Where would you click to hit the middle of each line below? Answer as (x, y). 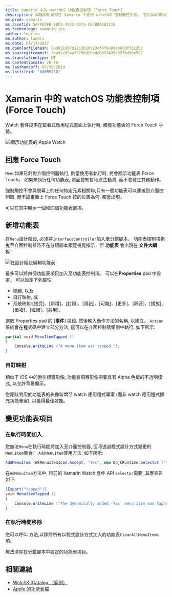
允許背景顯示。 (33, 383)
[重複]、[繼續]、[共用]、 (38, 310)
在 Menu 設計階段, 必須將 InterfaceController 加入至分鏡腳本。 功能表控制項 (83, 239)
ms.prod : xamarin (24, 19)
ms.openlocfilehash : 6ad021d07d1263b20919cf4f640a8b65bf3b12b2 (74, 48)
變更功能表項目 (29, 419)
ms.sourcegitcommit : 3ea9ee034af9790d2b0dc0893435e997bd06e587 (74, 53)
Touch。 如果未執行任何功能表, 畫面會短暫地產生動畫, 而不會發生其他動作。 (84, 179)
